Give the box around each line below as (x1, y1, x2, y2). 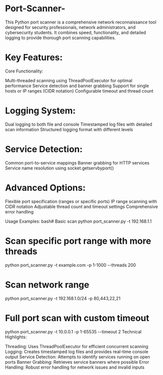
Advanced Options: (5, 182, 86, 193)
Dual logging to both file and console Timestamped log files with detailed (5, 121, 153, 127)
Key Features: (5, 52, 63, 63)
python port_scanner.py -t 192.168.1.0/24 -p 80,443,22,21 (5, 295, 121, 301)
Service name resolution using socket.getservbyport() (5, 165, 114, 171)
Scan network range (5, 279, 90, 290)
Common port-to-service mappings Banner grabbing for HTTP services (5, 160, 150, 165)
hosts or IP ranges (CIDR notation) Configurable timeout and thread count (5, 88, 154, 94)
